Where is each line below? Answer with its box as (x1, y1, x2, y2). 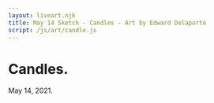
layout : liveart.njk (8, 11, 77, 20)
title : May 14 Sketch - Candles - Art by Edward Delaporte (8, 19, 207, 27)
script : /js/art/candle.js (8, 26, 97, 34)
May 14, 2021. (8, 86, 53, 95)
